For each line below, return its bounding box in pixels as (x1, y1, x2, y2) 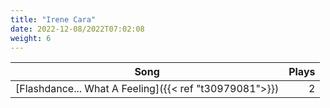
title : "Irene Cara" (10, 14, 97, 25)
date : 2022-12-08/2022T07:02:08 (10, 24, 145, 34)
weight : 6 (10, 33, 52, 43)
